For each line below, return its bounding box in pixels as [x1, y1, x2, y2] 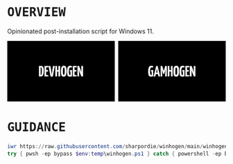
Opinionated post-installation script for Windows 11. [7, 27, 154, 35]
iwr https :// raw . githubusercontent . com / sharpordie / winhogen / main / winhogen [7, 143, 228, 149]
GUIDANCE [7, 119, 66, 135]
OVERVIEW [7, 5, 66, 20]
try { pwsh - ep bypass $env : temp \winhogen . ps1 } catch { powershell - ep [7, 150, 222, 157]
